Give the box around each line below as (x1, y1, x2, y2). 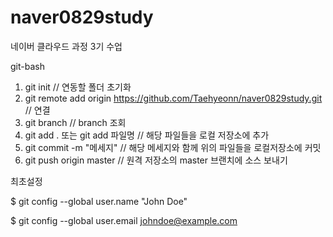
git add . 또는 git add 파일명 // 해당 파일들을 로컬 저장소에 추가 (24, 129, 270, 141)
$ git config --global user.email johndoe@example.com (10, 214, 238, 226)
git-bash (10, 60, 45, 72)
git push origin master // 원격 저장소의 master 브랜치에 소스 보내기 (24, 154, 288, 166)
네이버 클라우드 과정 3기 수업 (10, 40, 123, 52)
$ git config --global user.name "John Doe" (10, 195, 188, 207)
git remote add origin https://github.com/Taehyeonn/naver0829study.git (24, 92, 323, 104)
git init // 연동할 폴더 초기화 (24, 81, 132, 93)
